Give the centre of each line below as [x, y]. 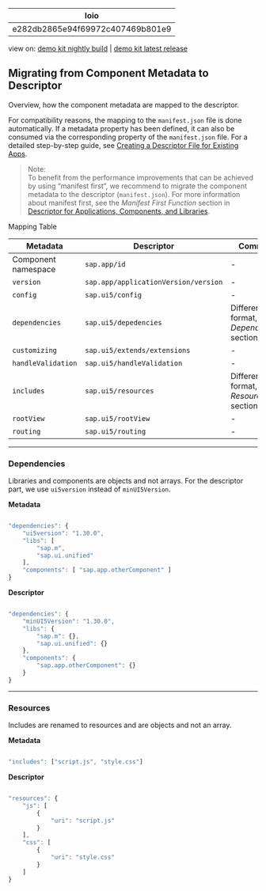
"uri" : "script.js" [82, 821]
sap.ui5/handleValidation [133, 363]
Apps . [18, 154]
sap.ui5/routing [115, 431]
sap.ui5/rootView [117, 418]
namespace [34, 269]
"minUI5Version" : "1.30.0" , [68, 621]
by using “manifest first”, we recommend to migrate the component [137, 186]
